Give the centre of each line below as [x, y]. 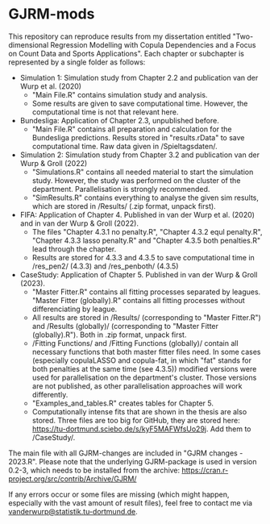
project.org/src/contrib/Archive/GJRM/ [73, 478]
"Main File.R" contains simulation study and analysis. [120, 94]
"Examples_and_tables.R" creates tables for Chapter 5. [123, 403]
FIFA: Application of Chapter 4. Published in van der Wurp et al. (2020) [137, 214]
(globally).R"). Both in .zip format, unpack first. [109, 335]
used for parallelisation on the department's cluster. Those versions [144, 377]
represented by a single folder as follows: [77, 62]
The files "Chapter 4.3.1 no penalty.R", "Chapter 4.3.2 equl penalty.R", [147, 231]
